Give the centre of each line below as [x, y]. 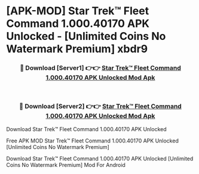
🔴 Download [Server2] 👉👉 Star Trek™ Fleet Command [100, 107]
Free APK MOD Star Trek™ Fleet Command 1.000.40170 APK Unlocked [93, 141]
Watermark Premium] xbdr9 [77, 49]
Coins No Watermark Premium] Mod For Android [66, 164]
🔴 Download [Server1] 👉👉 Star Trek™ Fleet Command [100, 68]
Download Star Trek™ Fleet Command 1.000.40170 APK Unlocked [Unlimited [100, 159]
